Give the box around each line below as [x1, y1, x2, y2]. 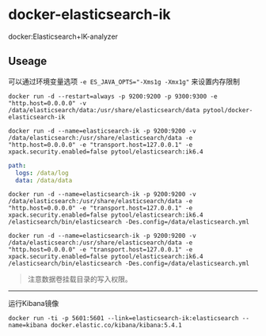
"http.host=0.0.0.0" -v [8, 99, 87, 108]
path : [8, 161, 26, 169]
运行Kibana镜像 [8, 299, 59, 308]
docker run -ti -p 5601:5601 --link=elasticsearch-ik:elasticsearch [8, 315, 239, 323]
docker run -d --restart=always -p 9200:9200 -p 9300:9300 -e [8, 92, 218, 100]
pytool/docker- [203, 106, 253, 114]
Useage [8, 55, 47, 68]
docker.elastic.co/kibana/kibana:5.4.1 [50, 322, 182, 330]
